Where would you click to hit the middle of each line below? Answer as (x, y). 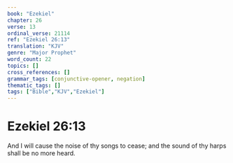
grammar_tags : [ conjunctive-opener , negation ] (76, 79)
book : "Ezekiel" (31, 14)
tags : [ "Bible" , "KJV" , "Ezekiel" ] (56, 92)
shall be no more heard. (41, 153)
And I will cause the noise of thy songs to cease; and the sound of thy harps (117, 146)
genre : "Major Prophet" (42, 53)
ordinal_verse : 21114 (39, 33)
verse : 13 (22, 27)
